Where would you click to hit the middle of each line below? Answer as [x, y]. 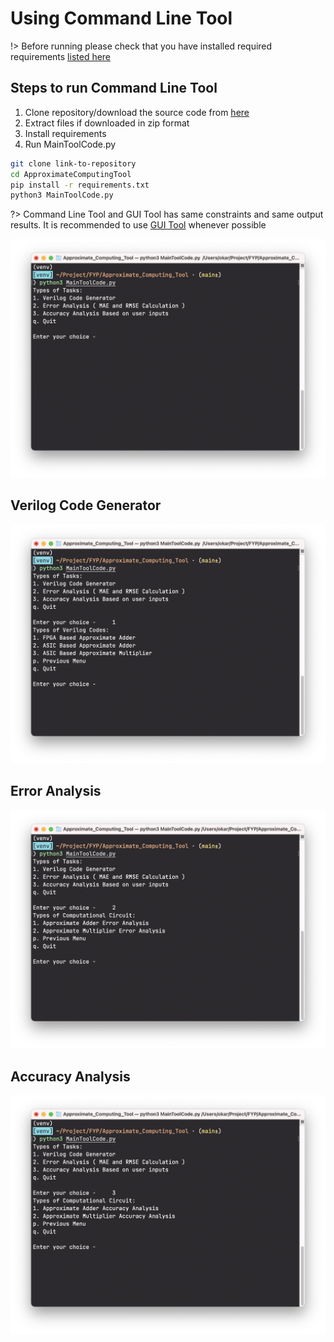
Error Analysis [56, 791]
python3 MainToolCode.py [62, 195]
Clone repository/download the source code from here [137, 112]
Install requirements [65, 133]
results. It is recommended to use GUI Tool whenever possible [138, 225]
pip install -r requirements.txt [80, 185]
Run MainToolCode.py [70, 144]
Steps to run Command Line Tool [114, 88]
